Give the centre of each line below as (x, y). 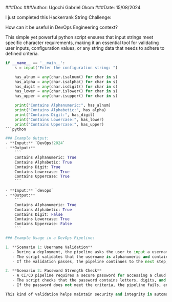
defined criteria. (22, 54)
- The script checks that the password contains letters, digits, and (89, 280)
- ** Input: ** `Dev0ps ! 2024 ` (35, 143)
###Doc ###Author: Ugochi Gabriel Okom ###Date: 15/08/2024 (73, 7)
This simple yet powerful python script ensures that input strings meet (79, 37)
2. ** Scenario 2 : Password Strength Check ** (53, 271)
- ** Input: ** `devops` (29, 191)
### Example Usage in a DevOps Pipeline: (50, 238)
